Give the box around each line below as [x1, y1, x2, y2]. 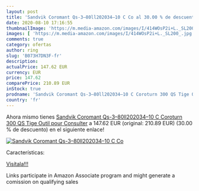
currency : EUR [6, 69, 41, 75]
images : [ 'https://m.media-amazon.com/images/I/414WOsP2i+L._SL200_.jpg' [6, 31, 195, 37]
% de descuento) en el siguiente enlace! [6, 126, 105, 133]
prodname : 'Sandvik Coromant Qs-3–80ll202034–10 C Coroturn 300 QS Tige [6, 91, 190, 97]
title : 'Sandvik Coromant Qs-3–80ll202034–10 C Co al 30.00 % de [6, 14, 171, 20]
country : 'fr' [6, 97, 41, 103]
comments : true [6, 36, 44, 42]
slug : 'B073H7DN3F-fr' [6, 53, 62, 59]
